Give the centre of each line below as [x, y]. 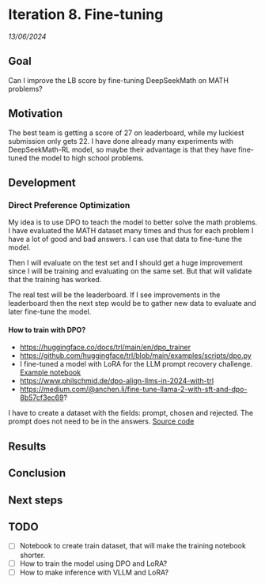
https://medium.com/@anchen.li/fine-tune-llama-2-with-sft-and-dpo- [133, 390]
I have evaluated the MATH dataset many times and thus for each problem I [131, 231]
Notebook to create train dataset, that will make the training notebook [133, 546]
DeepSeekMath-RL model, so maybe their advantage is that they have [123, 149]
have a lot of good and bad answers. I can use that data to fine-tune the [125, 239]
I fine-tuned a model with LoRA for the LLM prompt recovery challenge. [136, 364]
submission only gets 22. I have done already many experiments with [121, 141]
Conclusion [37, 473]
